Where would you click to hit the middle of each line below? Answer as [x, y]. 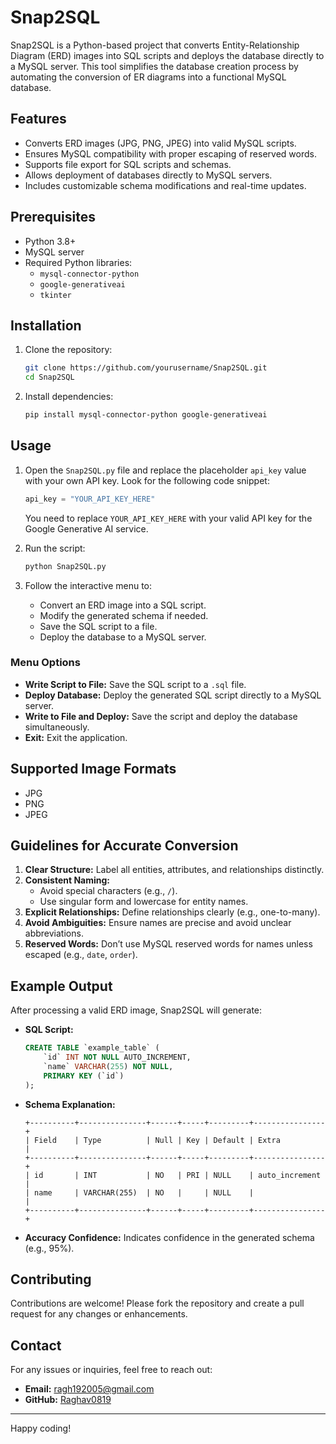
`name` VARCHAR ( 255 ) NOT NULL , [108, 1067]
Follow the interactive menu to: [88, 585]
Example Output [61, 986]
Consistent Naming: [67, 880]
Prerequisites [53, 217]
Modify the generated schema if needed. [124, 615]
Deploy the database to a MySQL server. [123, 637]
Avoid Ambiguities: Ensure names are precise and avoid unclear [158, 923]
